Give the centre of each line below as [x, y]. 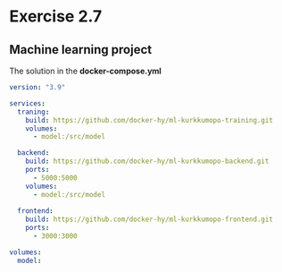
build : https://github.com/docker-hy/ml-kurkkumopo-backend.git [147, 161]
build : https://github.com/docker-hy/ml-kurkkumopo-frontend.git [149, 220]
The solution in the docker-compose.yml [86, 71]
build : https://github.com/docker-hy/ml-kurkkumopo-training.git [149, 120]
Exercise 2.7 [56, 17]
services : [28, 103]
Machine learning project [81, 50]
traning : [33, 112]
